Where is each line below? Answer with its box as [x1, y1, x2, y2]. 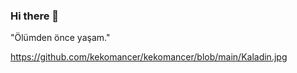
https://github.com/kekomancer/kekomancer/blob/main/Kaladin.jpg [10, 51, 288, 63]
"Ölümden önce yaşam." [10, 32, 111, 44]
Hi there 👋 [10, 9, 60, 23]
